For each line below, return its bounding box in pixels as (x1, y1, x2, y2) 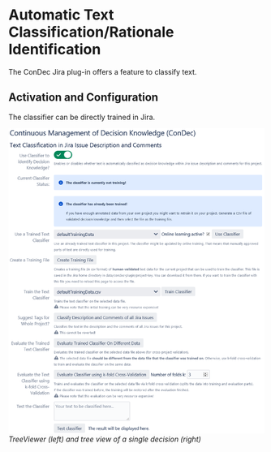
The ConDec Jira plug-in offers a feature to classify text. (8, 67, 197, 76)
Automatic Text (8, 6, 114, 24)
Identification (8, 41, 101, 58)
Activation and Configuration (8, 91, 159, 105)
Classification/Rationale (8, 23, 174, 41)
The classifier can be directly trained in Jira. (8, 112, 156, 122)
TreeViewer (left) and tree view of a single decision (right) (8, 434, 201, 444)
